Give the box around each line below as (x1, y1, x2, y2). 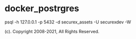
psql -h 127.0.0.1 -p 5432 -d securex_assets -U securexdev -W (4, 19, 131, 25)
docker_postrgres (4, 3, 79, 14)
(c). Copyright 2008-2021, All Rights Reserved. (4, 28, 100, 34)
